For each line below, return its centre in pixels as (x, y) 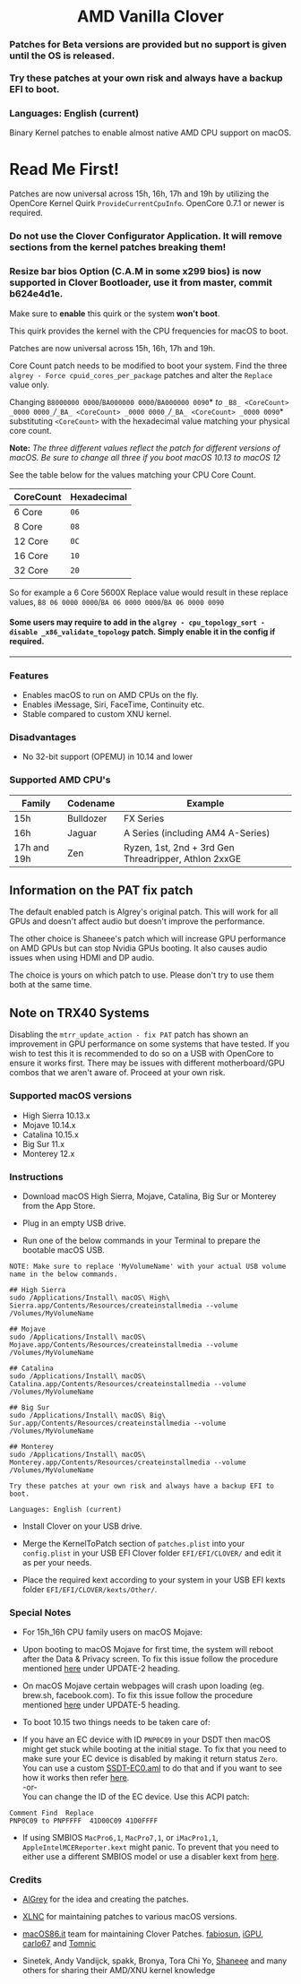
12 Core (31, 541)
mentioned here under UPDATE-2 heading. (101, 1669)
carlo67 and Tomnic (59, 1944)
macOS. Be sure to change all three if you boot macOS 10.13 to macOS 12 (145, 457)
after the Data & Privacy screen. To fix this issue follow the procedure (150, 1659)
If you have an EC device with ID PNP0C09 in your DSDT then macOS (146, 1739)
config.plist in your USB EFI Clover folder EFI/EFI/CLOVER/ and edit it (152, 1553)
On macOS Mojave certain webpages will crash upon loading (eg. (143, 1686)
